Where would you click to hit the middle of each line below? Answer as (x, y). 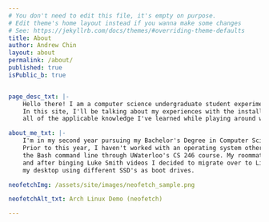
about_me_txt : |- (37, 133)
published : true (35, 68)
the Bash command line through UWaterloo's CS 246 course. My (128, 155)
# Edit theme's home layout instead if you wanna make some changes (125, 23)
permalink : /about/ (41, 61)
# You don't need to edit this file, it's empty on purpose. (112, 16)
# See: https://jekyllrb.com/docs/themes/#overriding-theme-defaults (127, 30)
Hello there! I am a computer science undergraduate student (126, 104)
